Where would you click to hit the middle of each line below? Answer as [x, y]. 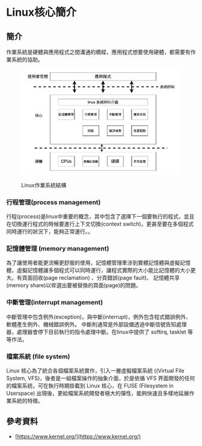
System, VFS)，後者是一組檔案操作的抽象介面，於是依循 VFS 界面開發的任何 [101, 378]
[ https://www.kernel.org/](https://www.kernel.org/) [78, 436]
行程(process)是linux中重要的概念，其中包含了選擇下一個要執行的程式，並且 [100, 217]
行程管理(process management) [54, 202]
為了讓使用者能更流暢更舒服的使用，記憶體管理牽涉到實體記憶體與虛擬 [93, 263]
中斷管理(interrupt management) [55, 303]
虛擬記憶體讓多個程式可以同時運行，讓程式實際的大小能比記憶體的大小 [103, 270]
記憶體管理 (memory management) [58, 249]
